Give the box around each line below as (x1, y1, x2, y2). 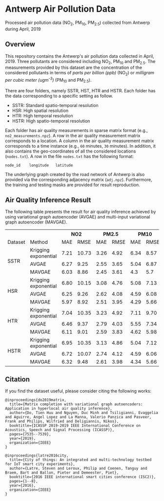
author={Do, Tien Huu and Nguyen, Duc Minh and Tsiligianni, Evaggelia (9, 411, 159, 415)
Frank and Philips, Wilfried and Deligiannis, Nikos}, (5, 419, 119, 424)
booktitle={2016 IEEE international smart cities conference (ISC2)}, (9, 475, 156, 479)
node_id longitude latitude (5, 163, 73, 168)
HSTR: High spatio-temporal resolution (12, 118, 90, 124)
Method (30, 239, 48, 245)
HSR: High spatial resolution (12, 108, 69, 113)
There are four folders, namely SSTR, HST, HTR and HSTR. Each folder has (5, 87, 156, 93)
